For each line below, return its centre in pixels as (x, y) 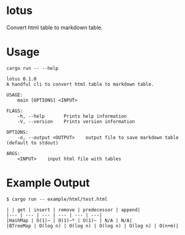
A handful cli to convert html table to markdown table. (80, 84)
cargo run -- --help (33, 68)
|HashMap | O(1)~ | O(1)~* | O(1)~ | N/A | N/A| (69, 220)
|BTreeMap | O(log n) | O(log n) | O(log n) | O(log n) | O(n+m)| (92, 226)
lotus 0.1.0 (21, 79)
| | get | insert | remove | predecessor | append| (73, 210)
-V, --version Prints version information (76, 121)
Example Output (48, 183)
